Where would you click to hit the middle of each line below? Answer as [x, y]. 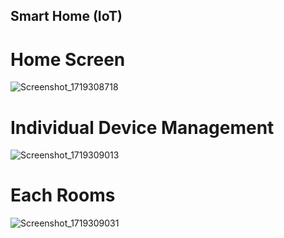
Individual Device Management [142, 127]
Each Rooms [63, 195]
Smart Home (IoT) [66, 16]
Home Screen [68, 59]
